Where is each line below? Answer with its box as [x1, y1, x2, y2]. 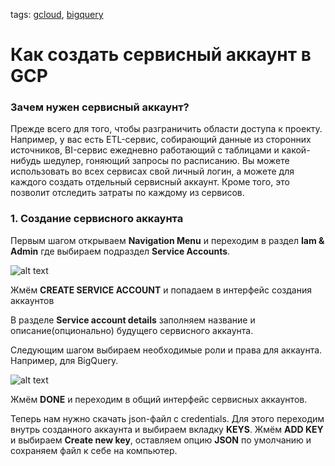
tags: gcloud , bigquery [10, 9, 104, 20]
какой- [281, 144, 311, 156]
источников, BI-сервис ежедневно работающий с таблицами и [10, 144, 280, 156]
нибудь [10, 155, 42, 167]
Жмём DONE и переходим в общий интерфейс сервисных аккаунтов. [10, 393, 308, 405]
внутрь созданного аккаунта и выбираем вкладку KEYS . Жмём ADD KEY [10, 423, 324, 435]
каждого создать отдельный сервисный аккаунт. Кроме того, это [10, 176, 290, 188]
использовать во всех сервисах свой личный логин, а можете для [10, 165, 295, 178]
